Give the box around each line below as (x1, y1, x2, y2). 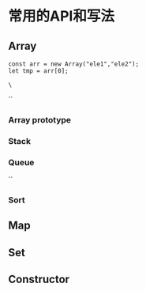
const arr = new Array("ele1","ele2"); (8, 60, 140, 68)
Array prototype (8, 114, 72, 125)
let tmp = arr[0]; (8, 67, 69, 75)
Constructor (8, 273, 69, 286)
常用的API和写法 (8, 7, 114, 25)
